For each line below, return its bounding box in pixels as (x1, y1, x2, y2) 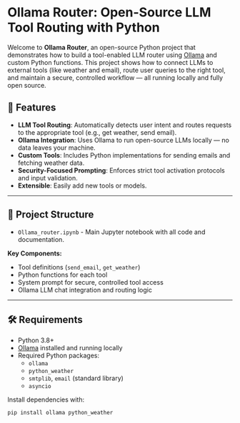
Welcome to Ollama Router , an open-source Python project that (7, 43, 196, 51)
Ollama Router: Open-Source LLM (7, 4, 211, 21)
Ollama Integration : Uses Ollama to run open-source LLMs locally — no (17, 136, 230, 144)
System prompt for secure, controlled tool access (17, 277, 164, 286)
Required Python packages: (17, 351, 100, 360)
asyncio (28, 383, 51, 390)
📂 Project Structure (7, 208, 94, 221)
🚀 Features (7, 101, 56, 114)
